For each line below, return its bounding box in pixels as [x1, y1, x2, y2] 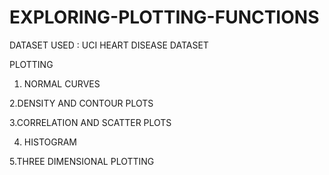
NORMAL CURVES [23, 77, 101, 90]
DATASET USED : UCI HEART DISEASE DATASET [9, 39, 209, 51]
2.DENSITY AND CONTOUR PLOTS [9, 97, 154, 109]
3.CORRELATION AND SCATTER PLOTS [9, 116, 172, 128]
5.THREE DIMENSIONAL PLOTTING [9, 155, 155, 167]
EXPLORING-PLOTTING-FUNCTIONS [9, 6, 320, 29]
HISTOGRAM [23, 136, 77, 148]
